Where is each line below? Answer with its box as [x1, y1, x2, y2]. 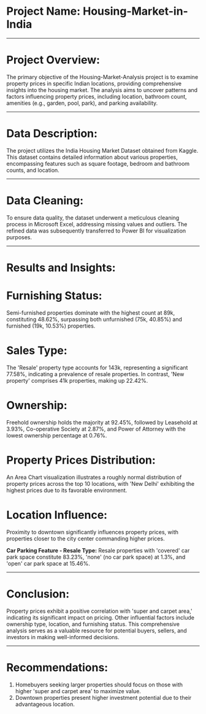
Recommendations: [6, 661, 109, 674]
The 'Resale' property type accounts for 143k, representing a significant [6, 364, 188, 371]
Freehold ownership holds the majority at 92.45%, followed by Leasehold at [6, 418, 198, 426]
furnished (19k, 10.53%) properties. [6, 322, 96, 329]
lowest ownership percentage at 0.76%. [6, 431, 107, 439]
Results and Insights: [6, 261, 116, 274]
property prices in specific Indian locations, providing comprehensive [6, 80, 182, 87]
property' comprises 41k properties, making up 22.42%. [6, 377, 148, 384]
